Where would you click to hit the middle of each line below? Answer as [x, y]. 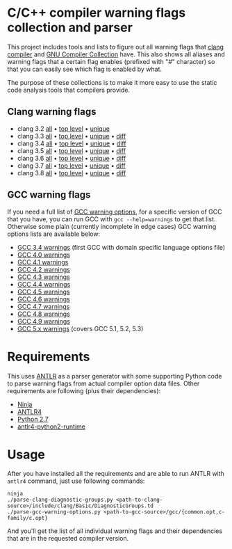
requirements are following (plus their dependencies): [84, 390]
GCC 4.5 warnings [43, 292]
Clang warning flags [52, 112]
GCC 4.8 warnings [44, 314]
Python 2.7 [33, 419]
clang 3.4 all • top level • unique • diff [72, 143]
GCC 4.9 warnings [44, 321]
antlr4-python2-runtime [51, 427]
